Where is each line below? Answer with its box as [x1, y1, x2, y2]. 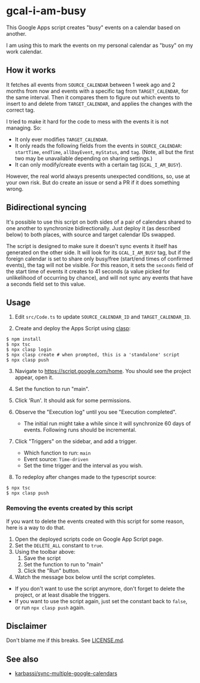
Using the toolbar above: [14, 548, 76, 555]
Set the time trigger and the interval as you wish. [23, 462, 143, 469]
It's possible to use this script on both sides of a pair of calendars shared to [6, 218, 192, 225]
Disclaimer [6, 621, 47, 631]
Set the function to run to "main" [23, 560, 104, 568]
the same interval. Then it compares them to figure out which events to [6, 93, 180, 101]
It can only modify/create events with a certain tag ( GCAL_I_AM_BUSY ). [14, 161, 183, 168]
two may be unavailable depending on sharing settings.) [14, 155, 153, 162]
